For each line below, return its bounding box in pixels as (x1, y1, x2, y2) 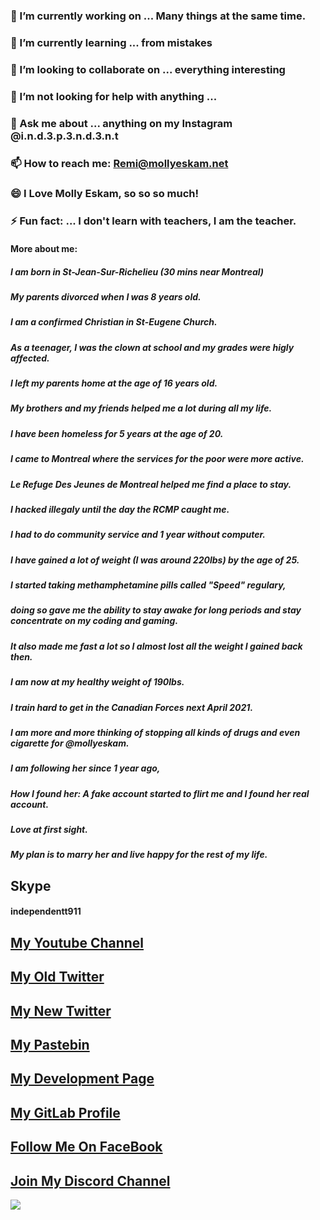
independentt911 (10, 905, 82, 918)
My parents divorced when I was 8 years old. (10, 290, 202, 303)
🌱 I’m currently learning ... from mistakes (10, 35, 213, 49)
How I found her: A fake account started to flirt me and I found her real (10, 787, 310, 799)
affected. (10, 352, 50, 364)
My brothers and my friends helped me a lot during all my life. (10, 402, 273, 414)
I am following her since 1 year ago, (10, 762, 161, 774)
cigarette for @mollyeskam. (10, 737, 130, 749)
